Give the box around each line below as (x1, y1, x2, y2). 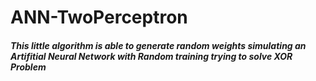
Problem (10, 61, 47, 73)
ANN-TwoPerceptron (10, 6, 188, 29)
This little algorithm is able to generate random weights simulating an (10, 39, 307, 51)
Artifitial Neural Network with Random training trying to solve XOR (10, 50, 293, 62)
